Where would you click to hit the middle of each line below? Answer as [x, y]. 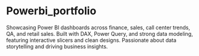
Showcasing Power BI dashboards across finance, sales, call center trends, [98, 27]
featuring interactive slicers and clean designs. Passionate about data [91, 40]
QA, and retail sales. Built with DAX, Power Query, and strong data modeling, [99, 33]
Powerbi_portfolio [51, 11]
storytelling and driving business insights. [57, 46]
